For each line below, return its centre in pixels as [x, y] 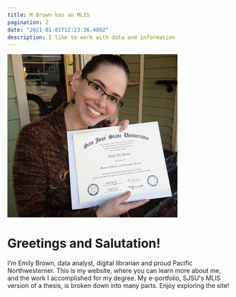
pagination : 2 [28, 22]
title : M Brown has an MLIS [49, 15]
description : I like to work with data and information [91, 37]
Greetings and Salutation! [84, 244]
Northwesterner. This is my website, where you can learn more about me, [114, 271]
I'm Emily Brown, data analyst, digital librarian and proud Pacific [100, 263]
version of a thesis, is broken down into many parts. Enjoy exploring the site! [118, 286]
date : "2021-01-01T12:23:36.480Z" [58, 30]
